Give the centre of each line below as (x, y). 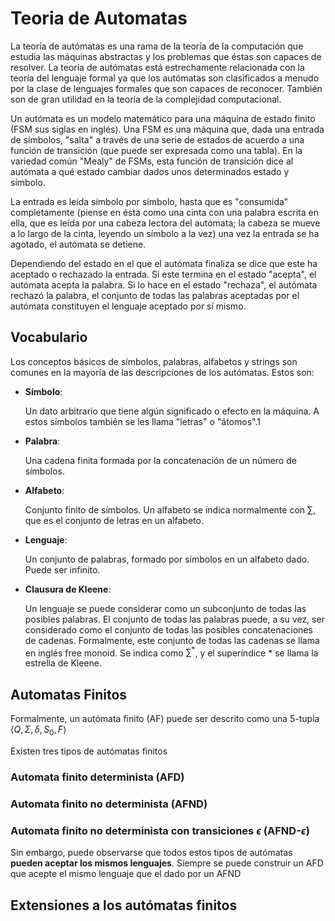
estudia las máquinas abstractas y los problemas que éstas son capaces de (166, 56)
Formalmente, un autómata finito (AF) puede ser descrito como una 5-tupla (165, 719)
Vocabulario (49, 337)
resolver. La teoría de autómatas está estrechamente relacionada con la (157, 67)
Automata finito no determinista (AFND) (109, 804)
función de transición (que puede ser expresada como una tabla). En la (156, 150)
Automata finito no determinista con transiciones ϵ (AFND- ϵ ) (160, 830)
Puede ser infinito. (62, 569)
